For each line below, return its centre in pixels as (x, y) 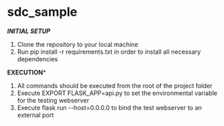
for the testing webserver (53, 100)
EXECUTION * (27, 72)
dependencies (38, 59)
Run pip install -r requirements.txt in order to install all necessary (109, 52)
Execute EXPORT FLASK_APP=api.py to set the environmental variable (117, 93)
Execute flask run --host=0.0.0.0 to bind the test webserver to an (109, 107)
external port (35, 115)
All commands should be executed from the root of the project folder (114, 85)
